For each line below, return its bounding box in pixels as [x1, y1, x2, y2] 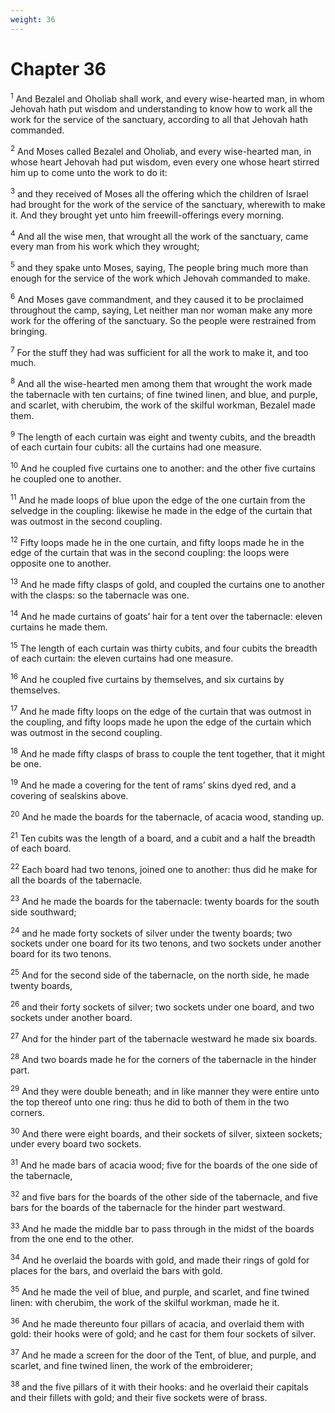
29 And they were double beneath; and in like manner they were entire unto [10, 1083, 320, 1097]
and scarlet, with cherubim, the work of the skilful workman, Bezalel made [10, 399, 316, 411]
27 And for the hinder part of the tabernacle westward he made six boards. [10, 1031, 318, 1045]
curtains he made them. [10, 621, 108, 633]
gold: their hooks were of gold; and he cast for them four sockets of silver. [10, 1328, 316, 1340]
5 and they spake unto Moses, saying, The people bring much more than [10, 260, 309, 273]
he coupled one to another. [10, 473, 122, 485]
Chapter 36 [10, 57, 107, 80]
